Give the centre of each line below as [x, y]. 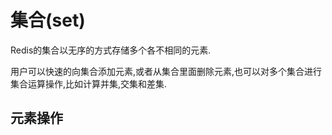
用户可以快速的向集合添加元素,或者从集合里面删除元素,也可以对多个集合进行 [166, 71]
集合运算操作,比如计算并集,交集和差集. [89, 83]
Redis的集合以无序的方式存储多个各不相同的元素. [111, 50]
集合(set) [48, 20]
